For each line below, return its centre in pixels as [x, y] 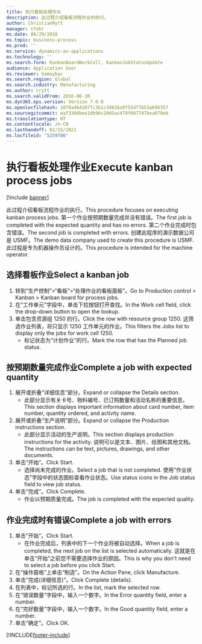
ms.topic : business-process [42, 40]
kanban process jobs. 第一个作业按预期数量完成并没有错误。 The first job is [99, 217]
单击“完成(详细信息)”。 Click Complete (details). [74, 580]
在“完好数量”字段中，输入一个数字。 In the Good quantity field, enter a [101, 609]
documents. [39, 455]
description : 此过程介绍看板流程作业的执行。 [58, 18]
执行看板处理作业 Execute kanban [90, 168]
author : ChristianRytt [35, 23]
